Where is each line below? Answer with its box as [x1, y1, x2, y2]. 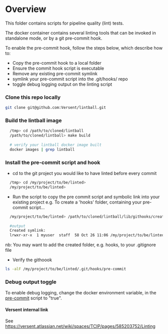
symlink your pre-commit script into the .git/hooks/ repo [12, 76, 128, 82]
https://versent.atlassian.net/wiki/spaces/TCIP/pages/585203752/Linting [5, 323, 156, 329]
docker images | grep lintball [9, 147, 75, 152]
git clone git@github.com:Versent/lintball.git [5, 105, 106, 110]
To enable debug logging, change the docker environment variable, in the [5, 290, 156, 296]
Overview [5, 4, 46, 15]
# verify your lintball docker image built [9, 142, 101, 147]
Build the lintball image [5, 117, 62, 124]
